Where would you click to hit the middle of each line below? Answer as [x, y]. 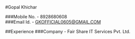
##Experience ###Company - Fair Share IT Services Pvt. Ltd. [68, 31]
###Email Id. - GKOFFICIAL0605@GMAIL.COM [53, 22]
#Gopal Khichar [21, 7]
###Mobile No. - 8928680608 [36, 17]
